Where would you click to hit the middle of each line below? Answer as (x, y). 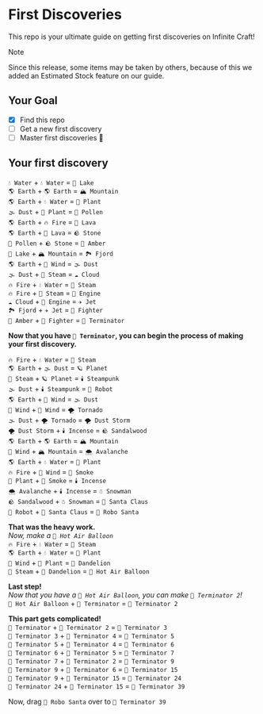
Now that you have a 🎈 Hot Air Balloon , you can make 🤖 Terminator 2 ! (126, 595)
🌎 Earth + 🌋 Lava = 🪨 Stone (55, 232)
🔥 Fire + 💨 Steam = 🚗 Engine (55, 293)
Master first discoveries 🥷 (61, 137)
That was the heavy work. (52, 527)
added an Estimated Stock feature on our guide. (86, 75)
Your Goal (33, 101)
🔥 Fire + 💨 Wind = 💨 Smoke (51, 472)
